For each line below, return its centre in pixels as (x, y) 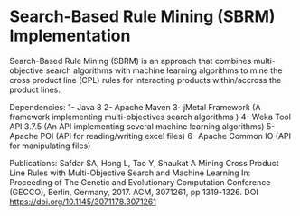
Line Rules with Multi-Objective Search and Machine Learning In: (130, 173)
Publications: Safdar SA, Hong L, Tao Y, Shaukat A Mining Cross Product (144, 163)
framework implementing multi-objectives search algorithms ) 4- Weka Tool (150, 117)
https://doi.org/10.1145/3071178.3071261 (83, 202)
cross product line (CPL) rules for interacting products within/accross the (145, 80)
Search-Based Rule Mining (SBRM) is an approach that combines (131, 61)
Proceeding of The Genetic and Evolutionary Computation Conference (140, 182)
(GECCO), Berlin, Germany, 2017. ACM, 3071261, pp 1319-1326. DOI (134, 192)
